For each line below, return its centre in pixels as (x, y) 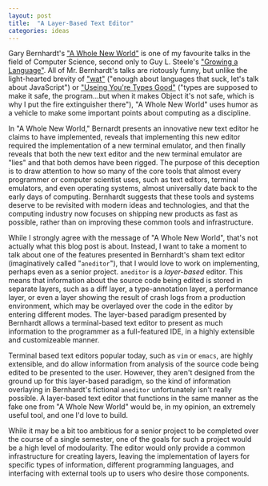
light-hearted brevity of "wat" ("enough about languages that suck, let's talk (134, 79)
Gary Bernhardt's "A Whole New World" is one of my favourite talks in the (129, 54)
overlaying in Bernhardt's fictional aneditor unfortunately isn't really (120, 390)
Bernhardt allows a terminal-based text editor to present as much (116, 323)
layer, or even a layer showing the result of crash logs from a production (127, 298)
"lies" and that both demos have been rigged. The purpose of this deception (134, 163)
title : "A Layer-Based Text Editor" (71, 23)
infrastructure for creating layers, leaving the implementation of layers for (129, 456)
